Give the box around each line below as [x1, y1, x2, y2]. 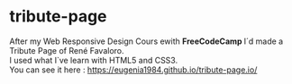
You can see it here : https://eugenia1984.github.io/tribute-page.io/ [9, 64, 258, 75]
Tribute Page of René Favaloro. [9, 45, 124, 55]
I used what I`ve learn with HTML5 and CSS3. [9, 55, 178, 65]
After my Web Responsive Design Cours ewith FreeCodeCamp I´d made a [9, 36, 284, 46]
